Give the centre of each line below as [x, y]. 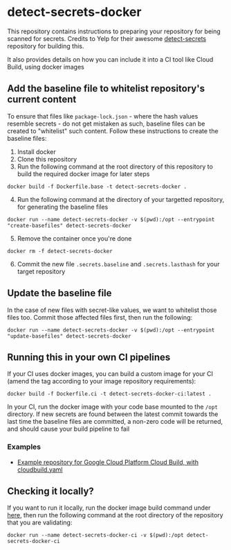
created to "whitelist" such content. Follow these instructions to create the [113, 131]
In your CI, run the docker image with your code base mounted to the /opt [112, 407]
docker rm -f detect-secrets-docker [60, 251]
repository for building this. [46, 46]
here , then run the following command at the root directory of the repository [115, 515]
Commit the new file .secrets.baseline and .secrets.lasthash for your [118, 264]
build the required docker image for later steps [83, 173]
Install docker [37, 152]
